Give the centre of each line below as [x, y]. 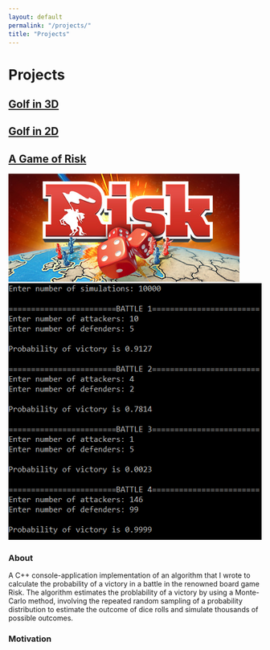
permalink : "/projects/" [50, 25]
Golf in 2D [33, 131]
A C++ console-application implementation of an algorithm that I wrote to [129, 575]
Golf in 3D [34, 104]
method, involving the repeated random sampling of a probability [135, 601]
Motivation [30, 639]
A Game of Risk [47, 159]
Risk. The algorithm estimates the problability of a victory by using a [121, 593]
